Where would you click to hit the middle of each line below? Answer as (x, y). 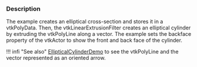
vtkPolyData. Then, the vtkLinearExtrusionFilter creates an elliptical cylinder (98, 28)
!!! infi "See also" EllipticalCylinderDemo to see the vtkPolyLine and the (92, 52)
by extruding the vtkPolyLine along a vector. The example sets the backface (99, 34)
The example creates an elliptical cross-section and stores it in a (85, 22)
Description (23, 9)
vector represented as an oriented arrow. (56, 58)
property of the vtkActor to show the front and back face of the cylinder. (94, 41)
